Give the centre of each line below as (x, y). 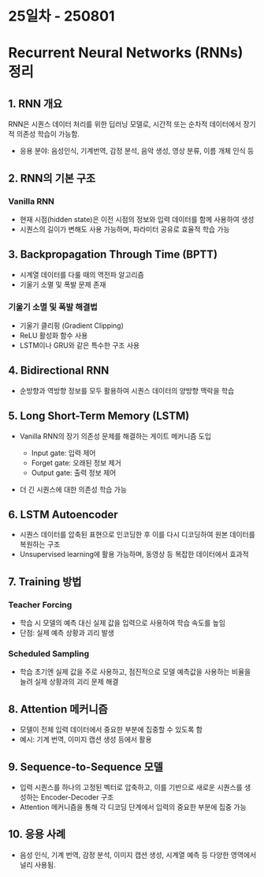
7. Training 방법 (45, 582)
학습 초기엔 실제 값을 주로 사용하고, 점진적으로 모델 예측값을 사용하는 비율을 (135, 672)
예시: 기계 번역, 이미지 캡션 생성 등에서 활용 (86, 740)
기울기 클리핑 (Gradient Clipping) (72, 326)
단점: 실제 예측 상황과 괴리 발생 (67, 633)
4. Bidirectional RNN (59, 371)
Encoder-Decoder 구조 (77, 797)
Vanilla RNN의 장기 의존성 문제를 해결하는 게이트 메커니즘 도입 (115, 436)
